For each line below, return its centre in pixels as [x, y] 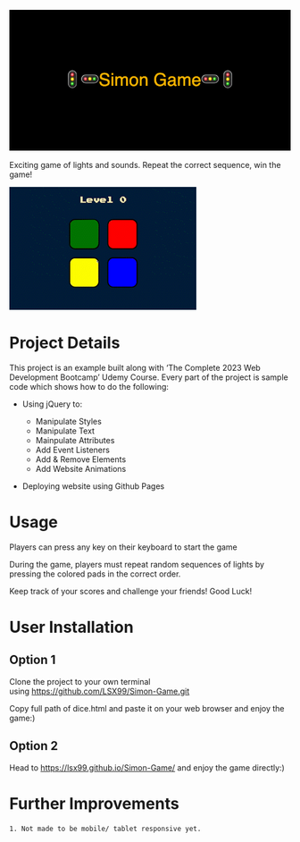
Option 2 [33, 746]
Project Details [65, 343]
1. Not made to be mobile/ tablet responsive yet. [105, 829]
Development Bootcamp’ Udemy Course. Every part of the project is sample [149, 377]
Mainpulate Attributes [75, 440]
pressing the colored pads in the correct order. [95, 574]
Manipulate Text [65, 431]
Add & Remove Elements [81, 459]
